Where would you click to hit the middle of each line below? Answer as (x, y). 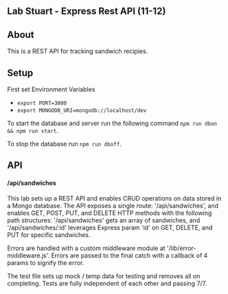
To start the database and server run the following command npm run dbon (112, 124)
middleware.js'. (28, 255)
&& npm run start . (33, 131)
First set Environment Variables (51, 89)
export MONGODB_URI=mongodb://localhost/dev (82, 111)
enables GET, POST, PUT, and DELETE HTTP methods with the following (110, 213)
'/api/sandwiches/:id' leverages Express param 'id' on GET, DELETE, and (110, 227)
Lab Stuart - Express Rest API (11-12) (87, 11)
